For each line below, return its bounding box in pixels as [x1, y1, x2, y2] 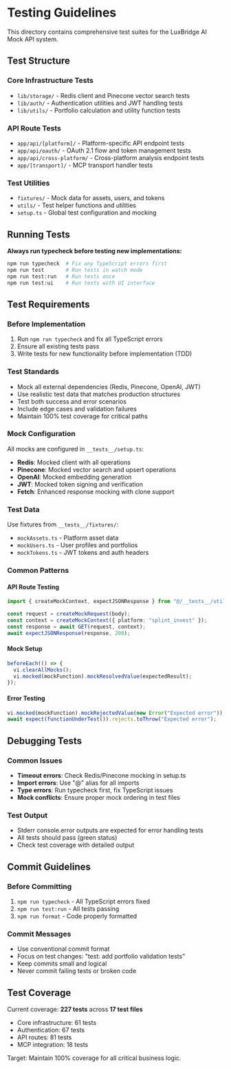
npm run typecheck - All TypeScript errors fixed [16, 897, 151, 905]
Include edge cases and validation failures [16, 404, 137, 413]
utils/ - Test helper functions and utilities [16, 202, 136, 210]
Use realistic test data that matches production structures [16, 390, 181, 398]
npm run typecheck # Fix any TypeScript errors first [7, 260, 168, 267]
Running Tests [7, 228, 70, 240]
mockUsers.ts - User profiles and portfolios [16, 541, 138, 549]
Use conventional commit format [16, 945, 110, 953]
